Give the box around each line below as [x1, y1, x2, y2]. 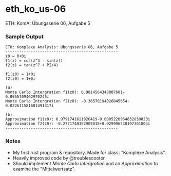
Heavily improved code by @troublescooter [12, 155, 105, 161]
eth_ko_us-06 [5, 3, 66, 15]
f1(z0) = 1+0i [5, 72, 36, 77]
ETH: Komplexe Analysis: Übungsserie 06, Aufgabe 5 [5, 45, 118, 50]
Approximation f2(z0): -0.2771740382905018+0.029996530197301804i [5, 121, 150, 127]
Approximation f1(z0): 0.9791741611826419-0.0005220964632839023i [5, 117, 150, 122]
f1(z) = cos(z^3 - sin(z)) [5, 58, 63, 63]
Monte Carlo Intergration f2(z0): [5, 99, 80, 104]
